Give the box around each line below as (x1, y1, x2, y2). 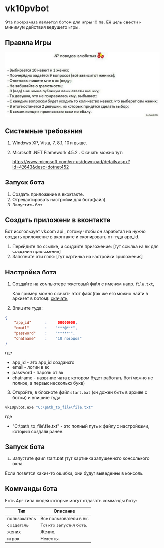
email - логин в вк (12, 365, 49, 370)
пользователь (7, 515, 36, 521)
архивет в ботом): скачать (12, 296, 68, 301)
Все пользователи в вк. (40, 515, 89, 521)
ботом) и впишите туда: (12, 395, 62, 401)
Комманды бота (5, 484, 58, 493)
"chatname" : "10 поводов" (14, 336, 82, 341)
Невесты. (40, 536, 60, 542)
